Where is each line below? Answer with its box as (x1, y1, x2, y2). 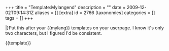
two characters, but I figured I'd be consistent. (5, 30, 103, 36)
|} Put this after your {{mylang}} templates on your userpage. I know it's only (5, 25, 164, 31)
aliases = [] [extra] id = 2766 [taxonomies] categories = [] (35, 10, 155, 16)
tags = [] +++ (5, 15, 33, 21)
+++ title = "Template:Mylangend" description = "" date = (5, 5, 126, 10)
